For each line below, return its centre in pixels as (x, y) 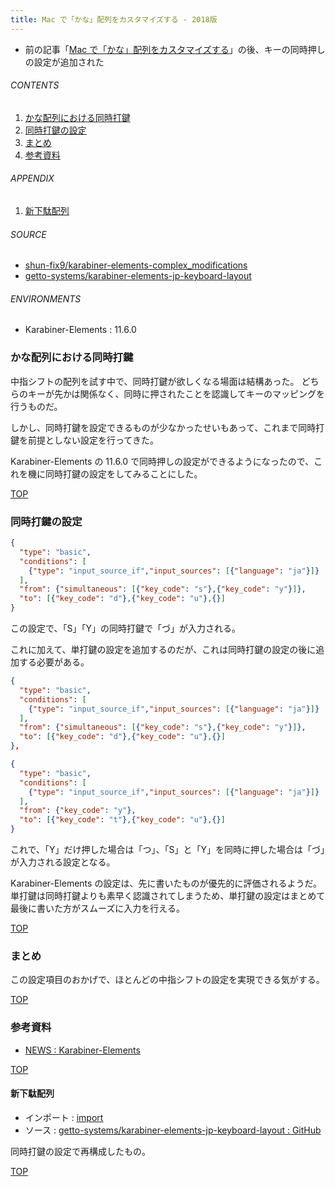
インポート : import (64, 1117)
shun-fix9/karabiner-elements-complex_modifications (136, 265)
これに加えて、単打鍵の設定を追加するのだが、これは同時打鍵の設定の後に (163, 650)
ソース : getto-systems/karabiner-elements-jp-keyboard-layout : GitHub (173, 1130)
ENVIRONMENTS (46, 298)
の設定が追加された (64, 62)
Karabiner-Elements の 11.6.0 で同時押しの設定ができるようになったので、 (162, 461)
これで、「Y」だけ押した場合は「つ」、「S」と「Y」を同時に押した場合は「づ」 (168, 850)
